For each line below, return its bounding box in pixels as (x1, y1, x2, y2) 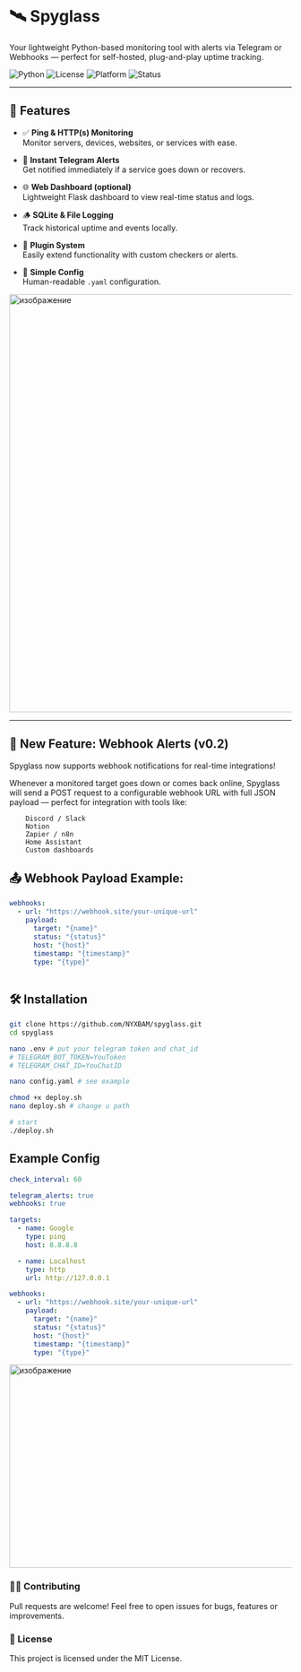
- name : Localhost (17, 1256, 87, 1266)
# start (9, 1118, 39, 1127)
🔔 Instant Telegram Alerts (21, 154, 120, 165)
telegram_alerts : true (9, 1191, 94, 1200)
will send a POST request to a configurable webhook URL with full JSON (9, 787, 276, 798)
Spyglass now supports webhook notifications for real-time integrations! (9, 760, 276, 771)
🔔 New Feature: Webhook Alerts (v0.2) (9, 736, 229, 752)
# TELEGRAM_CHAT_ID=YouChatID (9, 1061, 123, 1070)
